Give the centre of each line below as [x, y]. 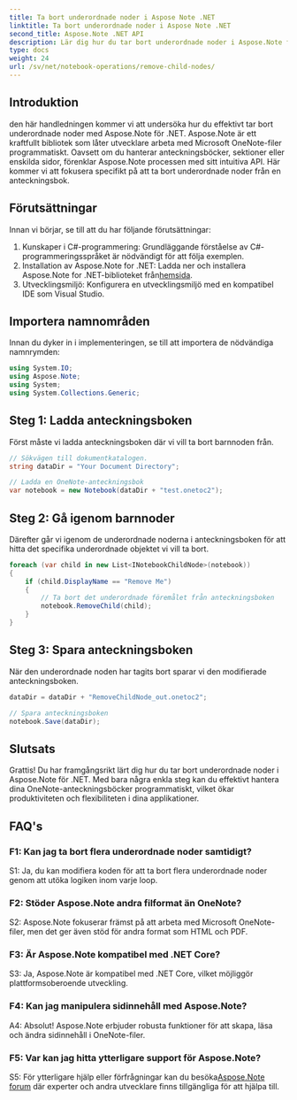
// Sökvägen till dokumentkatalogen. [79, 458]
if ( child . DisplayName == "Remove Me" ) [99, 581]
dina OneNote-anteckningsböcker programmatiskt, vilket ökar [122, 789]
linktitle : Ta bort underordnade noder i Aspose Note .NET [120, 26]
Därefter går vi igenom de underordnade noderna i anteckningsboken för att [148, 539]
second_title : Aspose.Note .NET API [76, 34]
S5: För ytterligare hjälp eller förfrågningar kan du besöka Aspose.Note [137, 1077]
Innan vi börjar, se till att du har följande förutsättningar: [110, 229]
